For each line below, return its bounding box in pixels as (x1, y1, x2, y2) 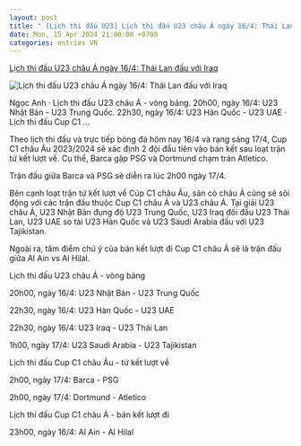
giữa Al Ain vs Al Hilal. (9, 253, 90, 264)
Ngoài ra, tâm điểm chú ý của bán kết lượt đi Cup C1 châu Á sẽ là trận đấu (9, 243, 282, 254)
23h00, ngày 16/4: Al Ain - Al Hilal (9, 427, 134, 438)
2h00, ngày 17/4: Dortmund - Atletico (9, 392, 147, 403)
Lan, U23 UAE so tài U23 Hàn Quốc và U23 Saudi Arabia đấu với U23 (9, 216, 264, 227)
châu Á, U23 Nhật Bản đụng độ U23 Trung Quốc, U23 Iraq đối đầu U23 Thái (9, 207, 289, 218)
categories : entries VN (9, 38, 99, 48)
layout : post (9, 13, 58, 22)
